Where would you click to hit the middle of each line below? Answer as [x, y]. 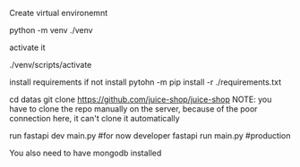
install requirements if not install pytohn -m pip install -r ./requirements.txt [146, 82]
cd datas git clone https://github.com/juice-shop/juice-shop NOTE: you [141, 99]
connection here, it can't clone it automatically [95, 118]
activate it [28, 47]
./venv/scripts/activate [51, 65]
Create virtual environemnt [59, 13]
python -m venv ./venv [51, 30]
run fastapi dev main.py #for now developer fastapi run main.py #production [150, 136]
